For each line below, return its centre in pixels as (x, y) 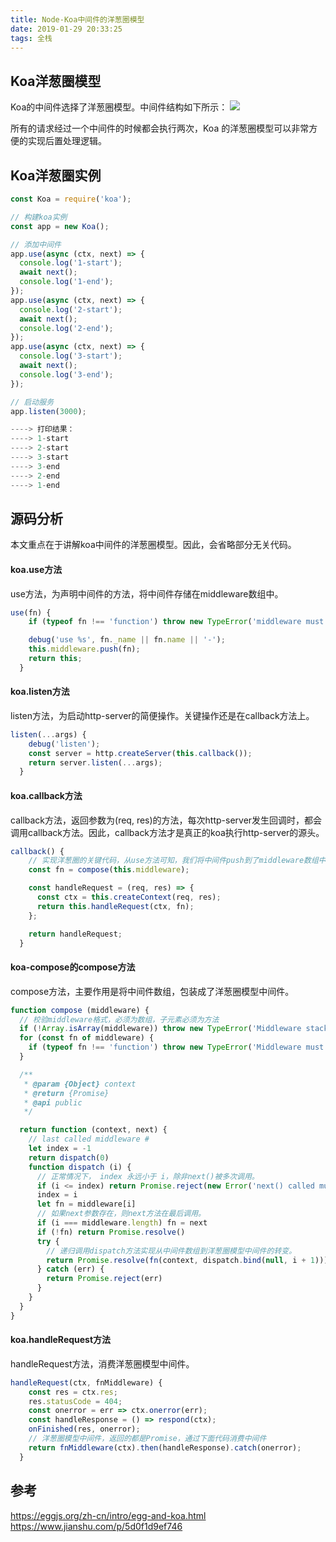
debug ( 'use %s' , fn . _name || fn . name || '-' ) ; (127, 640)
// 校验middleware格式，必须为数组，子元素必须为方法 (119, 1019)
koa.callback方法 (46, 795)
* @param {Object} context (80, 1084)
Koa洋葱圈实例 (56, 175)
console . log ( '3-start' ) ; (71, 356)
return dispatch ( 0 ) (69, 1157)
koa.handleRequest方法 (61, 1340)
